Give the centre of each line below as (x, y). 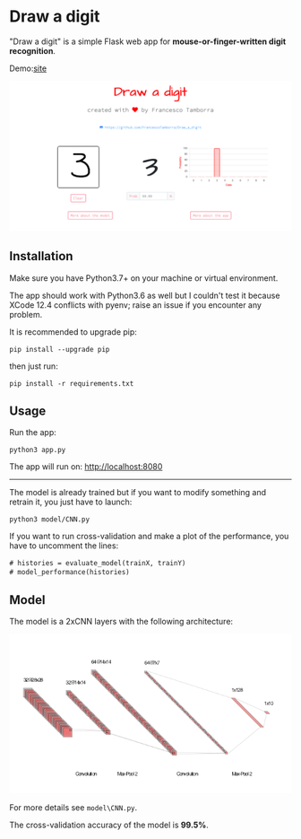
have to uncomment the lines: (64, 546)
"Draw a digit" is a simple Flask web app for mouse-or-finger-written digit (148, 41)
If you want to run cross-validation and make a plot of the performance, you (149, 537)
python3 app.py (38, 450)
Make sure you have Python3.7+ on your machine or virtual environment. (144, 278)
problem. (26, 314)
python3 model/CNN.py (50, 520)
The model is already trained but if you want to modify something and (138, 493)
